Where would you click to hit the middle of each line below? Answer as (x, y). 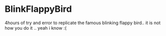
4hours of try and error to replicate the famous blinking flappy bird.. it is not (83, 23)
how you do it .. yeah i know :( (36, 28)
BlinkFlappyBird (38, 9)
